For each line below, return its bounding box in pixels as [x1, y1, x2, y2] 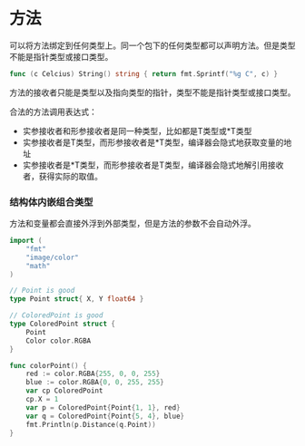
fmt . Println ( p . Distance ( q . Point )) [25, 420, 156, 429]
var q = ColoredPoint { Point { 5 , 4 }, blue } [25, 412, 184, 421]
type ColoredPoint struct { [9, 319, 116, 329]
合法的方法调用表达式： [9, 106, 97, 117]
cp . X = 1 [25, 395, 59, 404]
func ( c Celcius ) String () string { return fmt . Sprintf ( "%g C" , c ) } [9, 69, 279, 78]
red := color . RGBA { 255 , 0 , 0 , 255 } [25, 369, 161, 379]
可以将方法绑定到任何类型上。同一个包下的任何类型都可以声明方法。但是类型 [9, 40, 296, 51]
